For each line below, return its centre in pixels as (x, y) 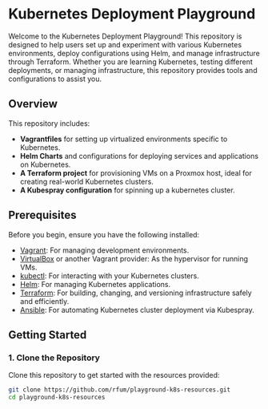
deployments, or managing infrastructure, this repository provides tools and (133, 70)
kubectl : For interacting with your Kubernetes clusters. (110, 275)
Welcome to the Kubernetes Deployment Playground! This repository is (125, 36)
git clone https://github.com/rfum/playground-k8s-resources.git (119, 390)
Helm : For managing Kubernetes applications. (95, 284)
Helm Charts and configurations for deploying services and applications (139, 156)
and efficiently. (44, 301)
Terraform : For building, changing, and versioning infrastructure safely (136, 293)
